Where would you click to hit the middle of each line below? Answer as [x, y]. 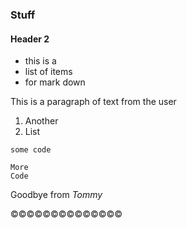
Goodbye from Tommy [56, 195]
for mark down [55, 82]
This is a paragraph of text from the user [93, 102]
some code [31, 150]
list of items [48, 72]
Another [41, 121]
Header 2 [30, 39]
